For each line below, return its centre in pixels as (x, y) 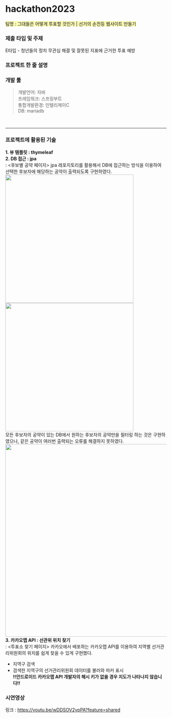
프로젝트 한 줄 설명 (27, 65)
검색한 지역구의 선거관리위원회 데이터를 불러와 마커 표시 (68, 670)
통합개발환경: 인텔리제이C (44, 105)
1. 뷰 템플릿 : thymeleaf (29, 152)
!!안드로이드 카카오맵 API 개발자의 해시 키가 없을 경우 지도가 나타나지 (81, 676)
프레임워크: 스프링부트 (40, 99)
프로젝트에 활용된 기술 (31, 140)
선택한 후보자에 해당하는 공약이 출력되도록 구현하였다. (59, 171)
